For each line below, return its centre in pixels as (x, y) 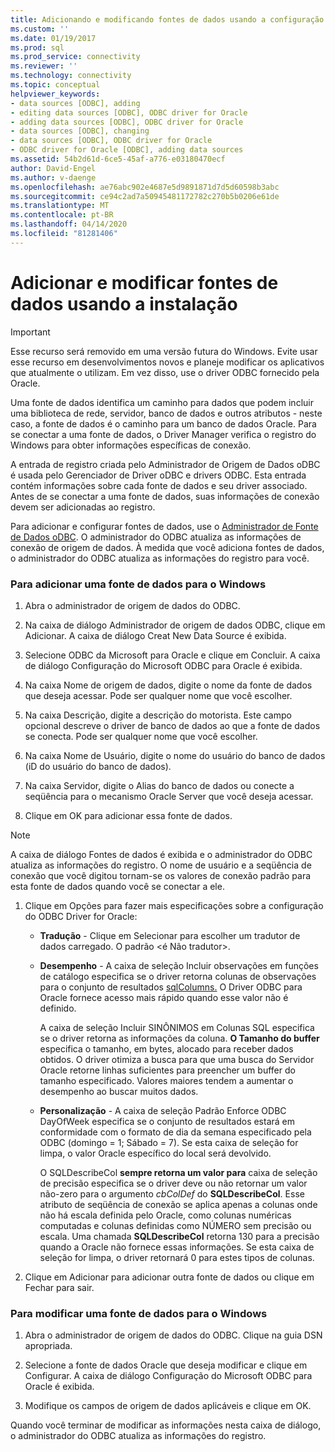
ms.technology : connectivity (71, 76)
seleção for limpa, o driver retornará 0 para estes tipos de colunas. (177, 1257)
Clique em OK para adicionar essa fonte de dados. (128, 815)
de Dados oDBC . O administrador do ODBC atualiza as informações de (156, 537)
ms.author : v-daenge (53, 177)
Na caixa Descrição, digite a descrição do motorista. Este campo (158, 715)
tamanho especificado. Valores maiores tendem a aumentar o (166, 1080)
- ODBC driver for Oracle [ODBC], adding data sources (127, 150)
